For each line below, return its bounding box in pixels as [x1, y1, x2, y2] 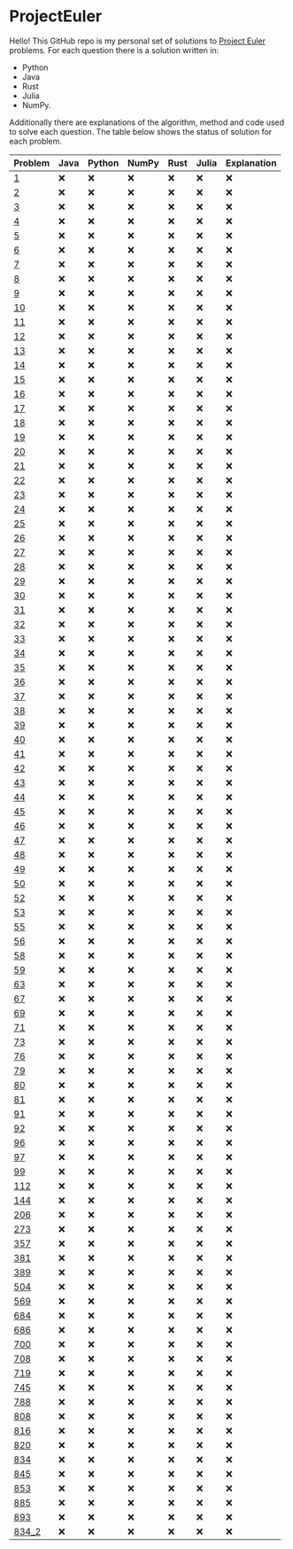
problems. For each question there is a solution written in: [9, 44, 220, 55]
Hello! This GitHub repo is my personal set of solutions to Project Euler [9, 35, 266, 46]
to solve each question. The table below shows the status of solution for [9, 126, 273, 136]
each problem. [9, 136, 62, 146]
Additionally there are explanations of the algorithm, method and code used [9, 117, 285, 128]
